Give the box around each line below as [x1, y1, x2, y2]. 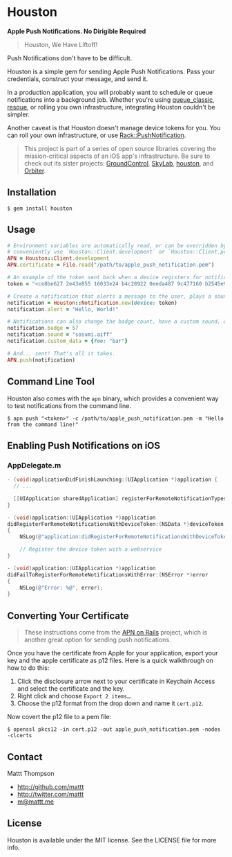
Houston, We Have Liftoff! [23, 40, 98, 48]
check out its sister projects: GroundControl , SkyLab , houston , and [23, 159, 214, 167]
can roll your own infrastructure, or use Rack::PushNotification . [7, 131, 186, 139]
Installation [7, 186, 57, 198]
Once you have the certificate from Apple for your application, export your [7, 649, 218, 657]
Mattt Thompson [7, 769, 55, 777]
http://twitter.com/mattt [17, 790, 84, 798]
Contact [7, 751, 43, 763]
